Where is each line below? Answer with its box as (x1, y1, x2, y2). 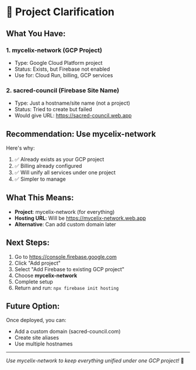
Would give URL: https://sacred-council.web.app (14, 112, 132, 119)
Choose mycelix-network (14, 272, 78, 279)
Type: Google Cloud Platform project (14, 59, 103, 66)
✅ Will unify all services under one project (14, 169, 116, 176)
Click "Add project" (14, 260, 61, 267)
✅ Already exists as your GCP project (14, 155, 104, 162)
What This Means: (6, 193, 74, 203)
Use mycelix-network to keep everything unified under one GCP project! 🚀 (6, 357, 184, 364)
